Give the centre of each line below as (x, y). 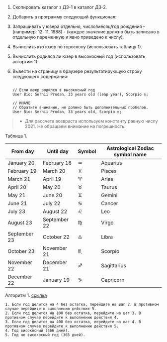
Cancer (110, 203)
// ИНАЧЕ (21, 103)
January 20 (21, 163)
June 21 (17, 203)
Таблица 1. (16, 136)
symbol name (130, 155)
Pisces (109, 171)
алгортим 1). (25, 61)
